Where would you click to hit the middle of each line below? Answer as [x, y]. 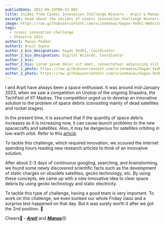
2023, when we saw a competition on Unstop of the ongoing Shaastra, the [80, 92]
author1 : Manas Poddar [28, 42]
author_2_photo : [22, 74]
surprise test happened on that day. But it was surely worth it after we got [79, 203]
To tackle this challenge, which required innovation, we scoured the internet [82, 143]
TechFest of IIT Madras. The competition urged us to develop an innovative [81, 98]
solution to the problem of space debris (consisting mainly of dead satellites [82, 103]
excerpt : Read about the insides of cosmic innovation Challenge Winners [82, 19]
